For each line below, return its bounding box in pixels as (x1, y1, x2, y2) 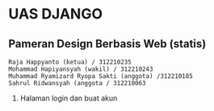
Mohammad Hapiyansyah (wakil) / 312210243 (8, 65, 153, 73)
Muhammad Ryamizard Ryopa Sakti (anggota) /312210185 (8, 72, 194, 80)
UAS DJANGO (8, 5, 103, 23)
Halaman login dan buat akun (19, 93, 118, 103)
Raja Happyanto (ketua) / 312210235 (8, 58, 132, 66)
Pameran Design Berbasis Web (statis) (8, 37, 207, 51)
